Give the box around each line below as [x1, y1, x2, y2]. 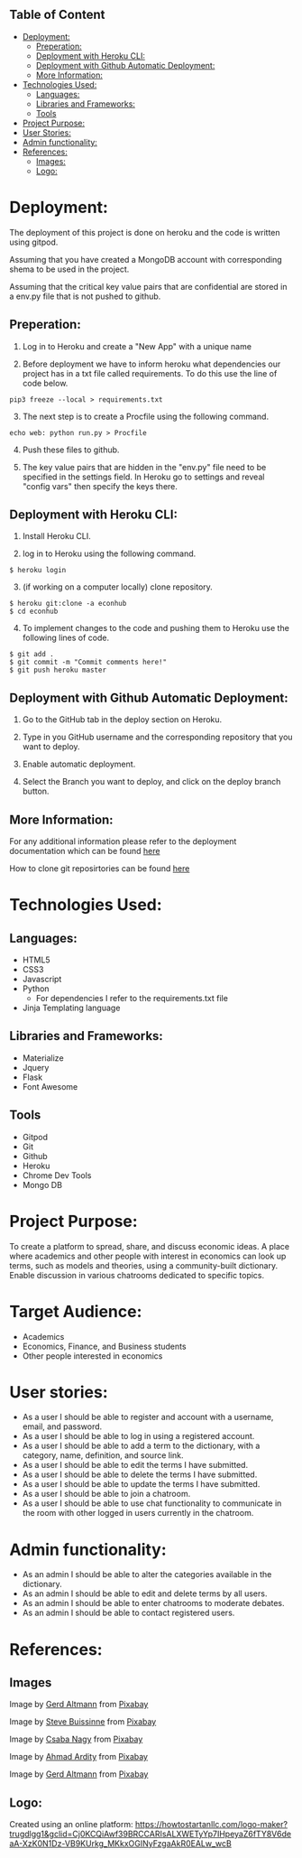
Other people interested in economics [22, 1350, 163, 1361]
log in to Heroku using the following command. [22, 548, 197, 559]
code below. [22, 377, 69, 388]
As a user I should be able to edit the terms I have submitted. [22, 1460, 249, 1471]
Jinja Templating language [22, 1002, 121, 1013]
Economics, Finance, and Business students [22, 1341, 187, 1352]
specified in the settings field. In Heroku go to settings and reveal [22, 471, 265, 482]
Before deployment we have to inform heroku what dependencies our [22, 358, 281, 369]
